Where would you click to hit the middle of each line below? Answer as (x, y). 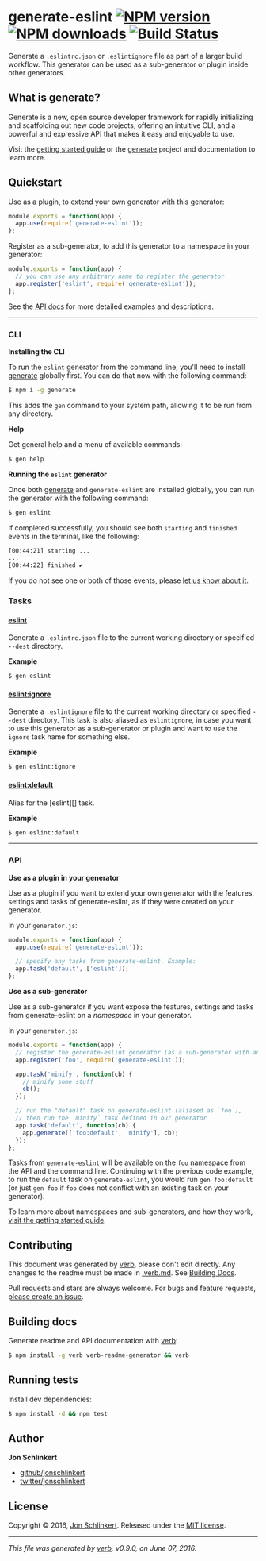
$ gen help (26, 459)
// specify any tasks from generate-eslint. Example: (106, 962)
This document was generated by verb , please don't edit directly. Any (122, 1264)
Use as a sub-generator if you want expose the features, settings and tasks (131, 1007)
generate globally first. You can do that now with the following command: (127, 375)
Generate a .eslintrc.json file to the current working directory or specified (131, 638)
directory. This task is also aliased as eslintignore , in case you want (139, 720)
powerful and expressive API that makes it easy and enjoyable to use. (122, 133)
